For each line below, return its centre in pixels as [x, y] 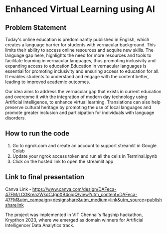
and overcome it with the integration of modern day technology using [76, 97]
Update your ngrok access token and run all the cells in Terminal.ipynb [85, 156]
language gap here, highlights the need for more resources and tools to [78, 55]
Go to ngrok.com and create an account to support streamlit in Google [84, 145]
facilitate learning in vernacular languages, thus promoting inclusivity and [81, 60]
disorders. [16, 118]
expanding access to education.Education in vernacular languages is [76, 66]
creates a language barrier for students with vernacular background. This [81, 45]
